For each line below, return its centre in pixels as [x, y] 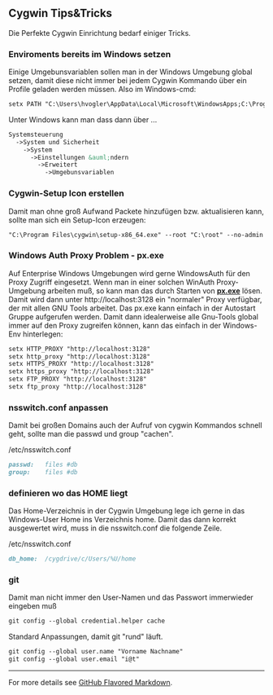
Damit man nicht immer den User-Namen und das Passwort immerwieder [131, 597]
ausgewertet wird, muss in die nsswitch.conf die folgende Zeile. [115, 528]
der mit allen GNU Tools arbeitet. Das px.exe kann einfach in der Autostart [132, 308]
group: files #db [43, 473]
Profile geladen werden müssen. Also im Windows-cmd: [102, 90]
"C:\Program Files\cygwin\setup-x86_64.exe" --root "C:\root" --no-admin [136, 235]
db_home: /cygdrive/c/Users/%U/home [72, 559]
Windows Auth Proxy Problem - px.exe [86, 256]
